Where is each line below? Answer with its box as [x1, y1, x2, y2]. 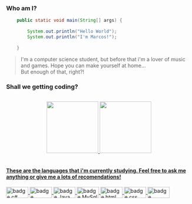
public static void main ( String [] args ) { [16, 18, 123, 24]
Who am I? [6, 4, 37, 12]
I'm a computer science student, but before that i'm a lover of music [20, 55, 186, 62]
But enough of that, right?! [20, 68, 84, 75]
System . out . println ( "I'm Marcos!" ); [27, 34, 117, 40]
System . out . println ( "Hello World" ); [27, 28, 117, 35]
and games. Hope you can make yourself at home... [20, 62, 146, 69]
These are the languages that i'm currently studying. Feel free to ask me [6, 167, 187, 175]
